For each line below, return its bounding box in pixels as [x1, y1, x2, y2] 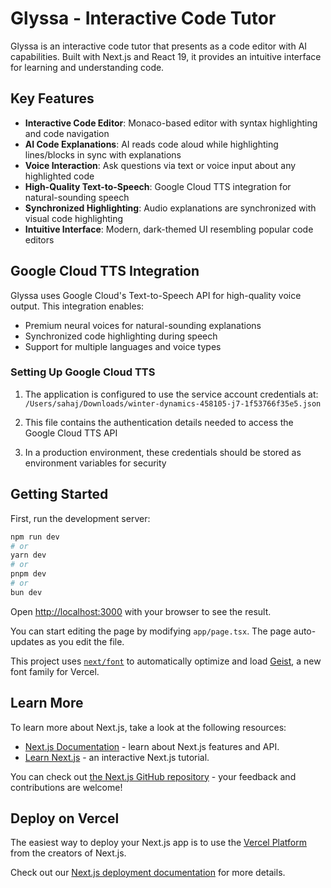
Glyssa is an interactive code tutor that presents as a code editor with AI [10, 40, 308, 52]
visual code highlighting [24, 212, 123, 224]
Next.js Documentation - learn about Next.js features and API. [24, 740, 280, 752]
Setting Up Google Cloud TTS [10, 365, 156, 379]
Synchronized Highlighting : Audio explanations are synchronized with [24, 202, 317, 214]
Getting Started [10, 486, 109, 503]
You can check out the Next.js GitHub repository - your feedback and [10, 770, 297, 782]
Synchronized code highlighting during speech [24, 330, 218, 342]
